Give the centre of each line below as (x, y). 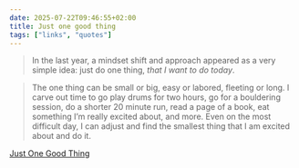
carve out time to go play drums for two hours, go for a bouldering (156, 97)
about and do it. (61, 136)
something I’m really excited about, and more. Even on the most (151, 117)
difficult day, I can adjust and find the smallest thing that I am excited (160, 126)
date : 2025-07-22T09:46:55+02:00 (73, 18)
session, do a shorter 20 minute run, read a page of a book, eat (150, 107)
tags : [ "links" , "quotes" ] (61, 35)
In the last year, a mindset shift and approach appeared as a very (154, 61)
